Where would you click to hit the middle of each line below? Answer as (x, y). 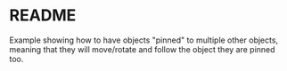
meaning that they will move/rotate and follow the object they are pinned (142, 49)
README (43, 16)
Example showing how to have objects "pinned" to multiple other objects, (144, 40)
